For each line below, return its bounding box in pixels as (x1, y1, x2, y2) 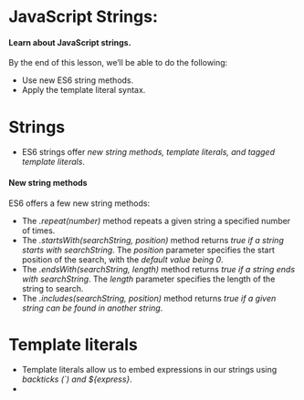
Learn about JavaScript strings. (8, 36, 131, 47)
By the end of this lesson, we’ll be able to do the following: (8, 57, 228, 68)
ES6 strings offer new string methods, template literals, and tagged (21, 147, 276, 158)
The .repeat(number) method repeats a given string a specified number (21, 215, 291, 226)
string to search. (21, 282, 84, 293)
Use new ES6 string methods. (21, 75, 134, 86)
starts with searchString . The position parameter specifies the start (21, 244, 275, 255)
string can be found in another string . (21, 303, 163, 313)
